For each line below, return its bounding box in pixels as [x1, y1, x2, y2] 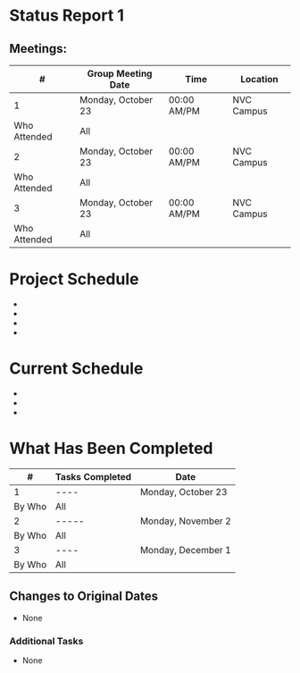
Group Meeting [87, 68, 153, 80]
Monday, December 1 [139, 543, 232, 556]
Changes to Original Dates [9, 589, 159, 604]
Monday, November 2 [139, 515, 232, 527]
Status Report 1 [9, 5, 125, 26]
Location [240, 73, 279, 85]
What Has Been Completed [9, 439, 213, 458]
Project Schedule [9, 269, 139, 290]
